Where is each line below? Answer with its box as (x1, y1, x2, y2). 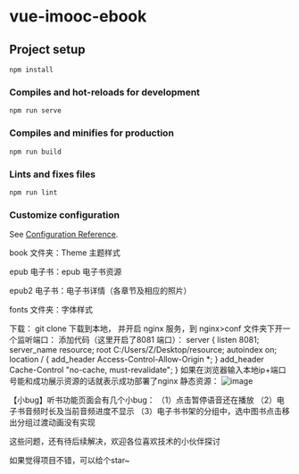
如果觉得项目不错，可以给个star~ (9, 455, 130, 466)
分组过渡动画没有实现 (16, 417, 96, 428)
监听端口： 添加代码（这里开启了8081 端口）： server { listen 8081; (16, 335, 260, 345)
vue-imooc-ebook (9, 6, 147, 27)
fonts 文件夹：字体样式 (9, 304, 94, 315)
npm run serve (9, 106, 62, 115)
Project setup (9, 42, 87, 57)
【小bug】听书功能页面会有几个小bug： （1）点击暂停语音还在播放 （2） (9, 395, 277, 405)
